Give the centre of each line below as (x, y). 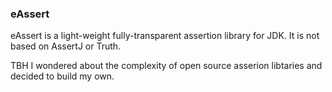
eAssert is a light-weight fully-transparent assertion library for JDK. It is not (165, 36)
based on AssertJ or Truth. (66, 46)
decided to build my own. (62, 76)
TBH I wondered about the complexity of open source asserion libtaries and (166, 66)
